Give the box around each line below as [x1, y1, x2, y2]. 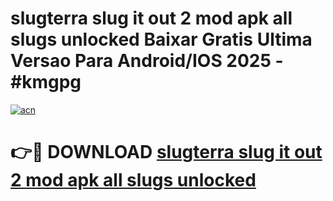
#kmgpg [10, 71, 82, 94]
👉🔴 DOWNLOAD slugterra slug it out [10, 141, 323, 164]
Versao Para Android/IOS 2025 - [10, 50, 284, 72]
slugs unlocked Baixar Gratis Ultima [10, 28, 313, 51]
